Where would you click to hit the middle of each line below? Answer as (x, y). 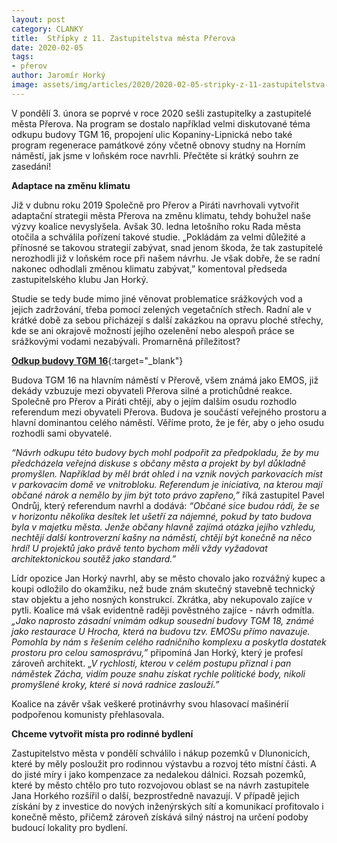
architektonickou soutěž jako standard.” (94, 558)
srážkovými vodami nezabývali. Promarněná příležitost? (126, 341)
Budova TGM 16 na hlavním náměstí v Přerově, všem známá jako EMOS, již (165, 380)
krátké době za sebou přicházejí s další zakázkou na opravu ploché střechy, (167, 320)
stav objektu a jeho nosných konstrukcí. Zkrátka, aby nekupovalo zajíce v (162, 599)
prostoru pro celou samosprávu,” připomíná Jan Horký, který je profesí (157, 652)
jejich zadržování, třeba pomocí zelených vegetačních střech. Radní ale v (161, 309)
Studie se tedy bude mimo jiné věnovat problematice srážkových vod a (157, 298)
